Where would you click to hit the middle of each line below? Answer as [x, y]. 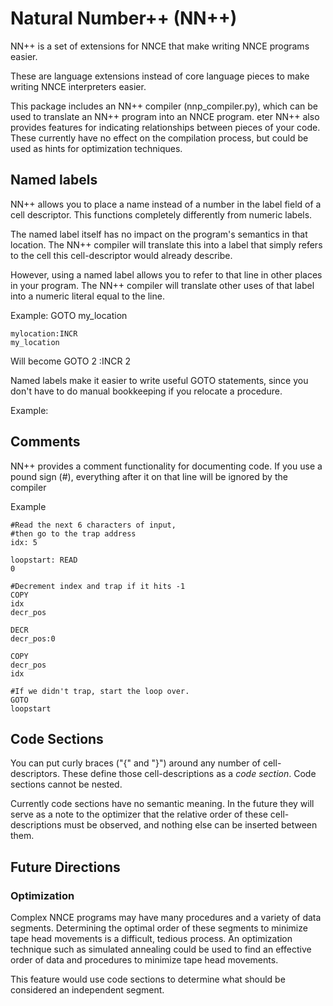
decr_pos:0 [33, 638]
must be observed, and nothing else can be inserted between [190, 825]
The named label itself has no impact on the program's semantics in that [159, 234]
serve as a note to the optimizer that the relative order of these [139, 814]
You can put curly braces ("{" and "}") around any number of [136, 763]
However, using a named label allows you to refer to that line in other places [166, 274]
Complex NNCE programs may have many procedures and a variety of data [166, 918]
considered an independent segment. [87, 990]
